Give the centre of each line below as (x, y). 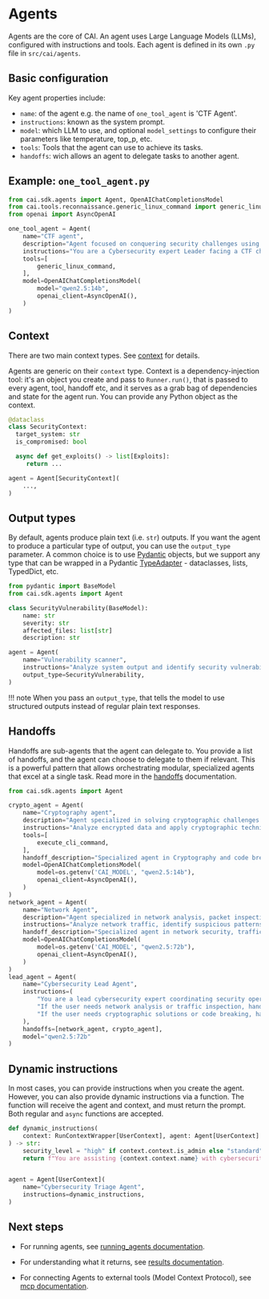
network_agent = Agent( (48, 902)
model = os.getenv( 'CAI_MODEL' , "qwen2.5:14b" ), (116, 872)
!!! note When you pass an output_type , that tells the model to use (117, 698)
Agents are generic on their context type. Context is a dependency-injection (134, 370)
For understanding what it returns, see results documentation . (122, 1262)
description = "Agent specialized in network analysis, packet (126, 917)
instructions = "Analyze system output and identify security (125, 668)
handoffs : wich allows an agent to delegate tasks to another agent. (130, 156)
